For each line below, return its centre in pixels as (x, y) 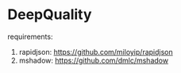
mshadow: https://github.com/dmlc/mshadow (93, 60)
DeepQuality (50, 15)
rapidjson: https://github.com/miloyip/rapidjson (96, 52)
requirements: (30, 36)
